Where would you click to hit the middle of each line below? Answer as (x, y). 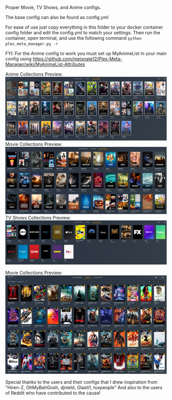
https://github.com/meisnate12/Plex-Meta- (78, 59)
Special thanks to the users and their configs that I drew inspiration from (81, 382)
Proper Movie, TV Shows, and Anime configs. (53, 7)
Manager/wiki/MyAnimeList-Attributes (45, 64)
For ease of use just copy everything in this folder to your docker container (84, 27)
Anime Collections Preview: (34, 74)
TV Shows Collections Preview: (38, 217)
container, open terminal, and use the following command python (73, 38)
